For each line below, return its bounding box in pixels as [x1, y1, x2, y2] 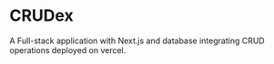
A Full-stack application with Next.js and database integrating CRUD [9, 35, 266, 46]
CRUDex [9, 5, 75, 26]
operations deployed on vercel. [9, 44, 127, 55]
